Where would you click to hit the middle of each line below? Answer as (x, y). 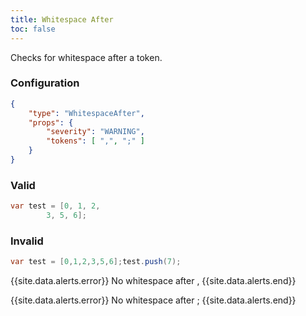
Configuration (45, 83)
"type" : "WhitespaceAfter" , (86, 113)
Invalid (27, 241)
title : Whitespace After (62, 19)
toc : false (33, 29)
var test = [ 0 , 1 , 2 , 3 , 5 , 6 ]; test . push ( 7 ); (96, 262)
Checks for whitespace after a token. (86, 57)
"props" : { (51, 122)
